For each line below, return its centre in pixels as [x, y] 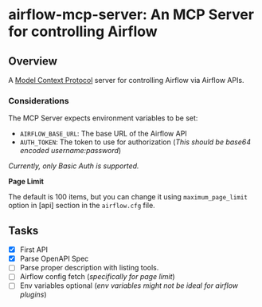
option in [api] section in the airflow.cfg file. [82, 206]
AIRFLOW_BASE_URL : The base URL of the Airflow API [103, 134]
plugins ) [33, 295]
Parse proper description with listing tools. [89, 268]
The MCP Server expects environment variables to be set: [103, 118]
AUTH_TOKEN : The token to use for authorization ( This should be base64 [135, 142]
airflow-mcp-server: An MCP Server [131, 15]
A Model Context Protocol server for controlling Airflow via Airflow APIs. [126, 80]
